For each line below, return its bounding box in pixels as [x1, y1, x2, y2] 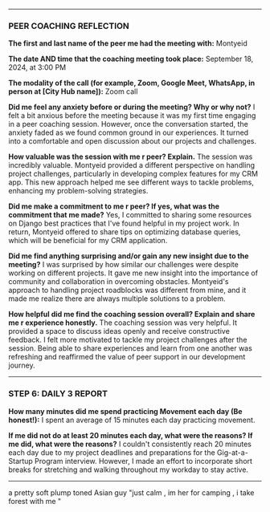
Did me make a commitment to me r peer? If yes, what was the [8, 201, 219, 211]
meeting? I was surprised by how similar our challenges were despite [8, 260, 239, 270]
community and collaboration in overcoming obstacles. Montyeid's [8, 277, 229, 286]
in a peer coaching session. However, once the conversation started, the [8, 120, 249, 129]
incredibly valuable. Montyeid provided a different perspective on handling [8, 161, 256, 170]
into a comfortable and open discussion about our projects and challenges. [8, 136, 257, 146]
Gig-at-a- [216, 447, 249, 457]
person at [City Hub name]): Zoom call [8, 87, 138, 96]
